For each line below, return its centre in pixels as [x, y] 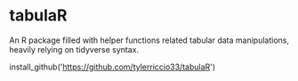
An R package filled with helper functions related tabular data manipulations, [149, 40]
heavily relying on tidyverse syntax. [74, 49]
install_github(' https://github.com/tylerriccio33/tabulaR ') [113, 67]
